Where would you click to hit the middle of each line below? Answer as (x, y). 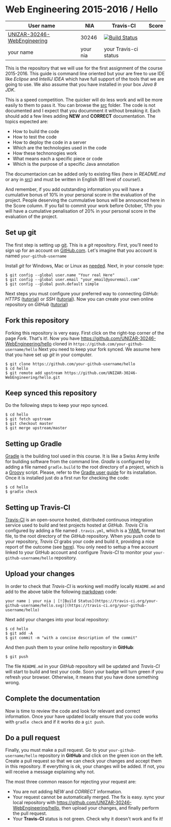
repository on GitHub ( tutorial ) (37, 304)
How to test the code (35, 137)
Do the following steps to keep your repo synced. (57, 405)
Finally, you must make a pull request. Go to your (56, 750)
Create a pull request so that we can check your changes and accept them (83, 761)
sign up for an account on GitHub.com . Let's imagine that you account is (81, 250)
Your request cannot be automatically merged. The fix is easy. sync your (89, 797)
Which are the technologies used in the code (60, 147)
